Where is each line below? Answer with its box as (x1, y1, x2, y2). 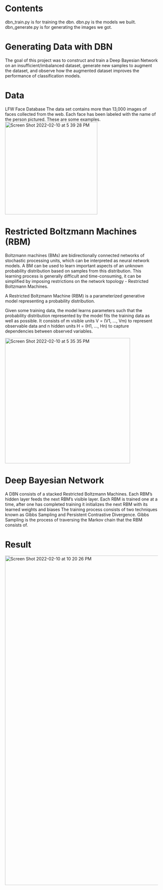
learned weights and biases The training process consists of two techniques (5, 506, 158, 512)
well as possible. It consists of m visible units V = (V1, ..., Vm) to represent (5, 317, 153, 324)
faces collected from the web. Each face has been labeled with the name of (5, 111, 156, 117)
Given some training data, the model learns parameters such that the (5, 307, 143, 313)
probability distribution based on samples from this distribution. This (5, 268, 142, 274)
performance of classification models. (5, 73, 81, 78)
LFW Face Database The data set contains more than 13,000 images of (5, 106, 147, 112)
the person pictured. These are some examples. (5, 116, 101, 122)
